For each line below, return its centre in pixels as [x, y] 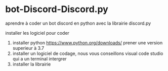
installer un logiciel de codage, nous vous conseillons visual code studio [88, 53]
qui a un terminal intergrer [39, 58]
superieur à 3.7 [28, 48]
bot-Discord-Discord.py [57, 9]
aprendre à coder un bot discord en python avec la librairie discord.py [78, 23]
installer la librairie [32, 64]
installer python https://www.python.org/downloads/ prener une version [88, 43]
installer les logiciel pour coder [37, 33]
